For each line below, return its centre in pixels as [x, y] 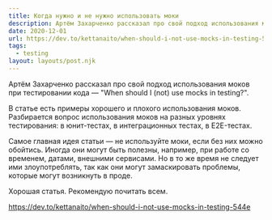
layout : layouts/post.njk [52, 61]
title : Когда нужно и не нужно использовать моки [94, 16]
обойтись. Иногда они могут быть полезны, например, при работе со [129, 150]
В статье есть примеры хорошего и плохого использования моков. [125, 108]
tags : [17, 46]
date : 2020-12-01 [38, 31]
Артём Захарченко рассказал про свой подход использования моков [129, 84]
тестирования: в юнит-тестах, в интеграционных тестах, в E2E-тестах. [130, 125]
